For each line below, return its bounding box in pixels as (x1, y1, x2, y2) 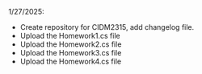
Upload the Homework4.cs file (19, 56, 122, 66)
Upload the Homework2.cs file (19, 39, 122, 49)
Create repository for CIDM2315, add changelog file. (19, 23, 195, 31)
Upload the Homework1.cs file (19, 31, 120, 40)
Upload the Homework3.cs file (19, 48, 122, 57)
